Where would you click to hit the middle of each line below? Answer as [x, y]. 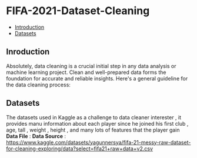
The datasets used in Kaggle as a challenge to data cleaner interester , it [94, 117]
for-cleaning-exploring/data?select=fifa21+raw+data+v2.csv [80, 149]
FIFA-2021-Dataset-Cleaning [78, 11]
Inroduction [28, 52]
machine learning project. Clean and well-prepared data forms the [86, 72]
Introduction [29, 27]
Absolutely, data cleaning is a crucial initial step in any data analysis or [91, 66]
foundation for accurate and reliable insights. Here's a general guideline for [97, 78]
